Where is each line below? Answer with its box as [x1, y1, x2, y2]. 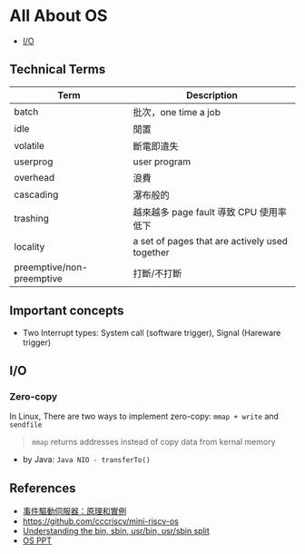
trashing [14, 212, 50, 224]
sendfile [9, 420, 43, 430]
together [133, 246, 170, 259]
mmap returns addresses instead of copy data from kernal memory [31, 437, 276, 448]
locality [14, 240, 45, 252]
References [9, 480, 76, 496]
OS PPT [22, 535, 53, 546]
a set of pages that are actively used [133, 234, 289, 247]
